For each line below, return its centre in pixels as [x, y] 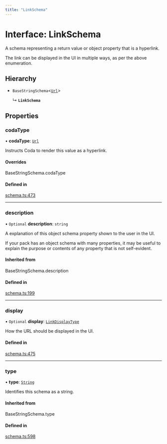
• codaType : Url [22, 141]
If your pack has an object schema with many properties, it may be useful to [83, 243]
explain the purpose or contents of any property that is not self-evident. [79, 248]
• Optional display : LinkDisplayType [42, 322]
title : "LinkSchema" [27, 10]
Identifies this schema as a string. [40, 391]
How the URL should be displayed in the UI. [50, 331]
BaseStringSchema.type [30, 414]
